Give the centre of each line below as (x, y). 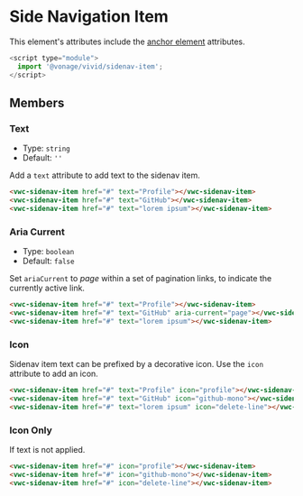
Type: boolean (48, 252)
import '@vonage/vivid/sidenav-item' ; (91, 66)
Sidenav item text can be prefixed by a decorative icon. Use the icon (137, 364)
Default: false (48, 261)
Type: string (46, 148)
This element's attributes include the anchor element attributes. (127, 41)
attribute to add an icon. (54, 374)
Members (37, 102)
